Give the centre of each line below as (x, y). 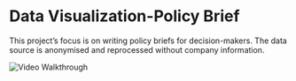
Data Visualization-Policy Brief (125, 16)
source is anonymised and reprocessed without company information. (137, 49)
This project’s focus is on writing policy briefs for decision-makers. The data (148, 40)
